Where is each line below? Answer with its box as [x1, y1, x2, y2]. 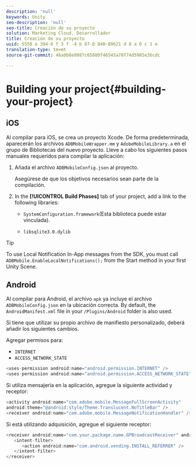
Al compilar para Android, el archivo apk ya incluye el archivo [6, 295, 152, 302]
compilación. [14, 181, 45, 188]
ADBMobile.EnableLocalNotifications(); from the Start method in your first [6, 257, 187, 264]
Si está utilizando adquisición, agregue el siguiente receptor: [6, 420, 152, 428]
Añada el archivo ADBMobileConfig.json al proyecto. [14, 163, 139, 170]
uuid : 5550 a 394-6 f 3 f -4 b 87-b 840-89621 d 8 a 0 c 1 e [6, 42, 158, 47]
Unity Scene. [6, 263, 37, 270]
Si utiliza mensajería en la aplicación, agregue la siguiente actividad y [6, 382, 173, 389]
